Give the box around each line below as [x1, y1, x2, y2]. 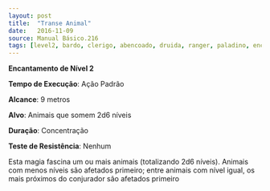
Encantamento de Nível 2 [8, 63, 94, 73]
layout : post [8, 11, 52, 20]
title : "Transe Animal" [8, 19, 92, 27]
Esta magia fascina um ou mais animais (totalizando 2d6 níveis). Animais [8, 157, 249, 167]
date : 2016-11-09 [8, 26, 74, 35]
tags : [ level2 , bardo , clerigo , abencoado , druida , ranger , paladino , [8, 42, 250, 50]
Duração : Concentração [8, 126, 88, 136]
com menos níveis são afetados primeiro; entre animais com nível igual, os [8, 165, 256, 175]
